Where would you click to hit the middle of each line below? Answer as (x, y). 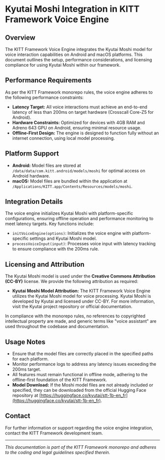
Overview (20, 38)
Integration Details (34, 202)
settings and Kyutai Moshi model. (63, 238)
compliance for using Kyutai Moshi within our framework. (63, 65)
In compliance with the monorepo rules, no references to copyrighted (75, 316)
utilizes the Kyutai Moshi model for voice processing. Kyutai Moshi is (82, 296)
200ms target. (27, 369)
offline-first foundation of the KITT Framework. (59, 380)
